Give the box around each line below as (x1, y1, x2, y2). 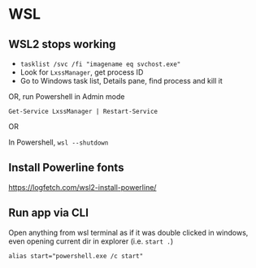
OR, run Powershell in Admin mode (8, 92, 125, 102)
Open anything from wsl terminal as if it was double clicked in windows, (8, 227, 249, 237)
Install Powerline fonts (8, 161, 124, 175)
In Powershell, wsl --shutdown (8, 137, 109, 147)
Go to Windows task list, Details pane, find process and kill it (20, 76, 223, 85)
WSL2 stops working (8, 37, 116, 51)
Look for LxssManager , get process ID (20, 67, 144, 77)
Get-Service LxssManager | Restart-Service (8, 107, 158, 115)
